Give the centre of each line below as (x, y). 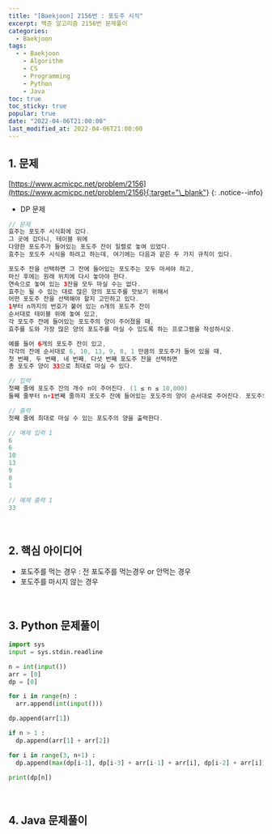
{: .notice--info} (237, 192)
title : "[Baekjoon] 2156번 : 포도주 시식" (76, 16)
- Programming (47, 76)
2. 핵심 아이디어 (45, 550)
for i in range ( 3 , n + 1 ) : (52, 755)
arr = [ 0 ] (25, 674)
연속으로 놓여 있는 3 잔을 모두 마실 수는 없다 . (75, 284)
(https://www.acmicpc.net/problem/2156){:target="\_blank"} (109, 192)
